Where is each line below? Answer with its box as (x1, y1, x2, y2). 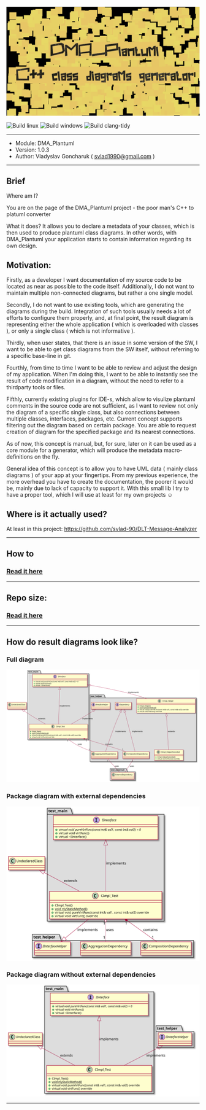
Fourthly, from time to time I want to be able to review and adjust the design (6, 364, 197, 371)
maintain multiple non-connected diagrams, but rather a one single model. (6, 289, 194, 297)
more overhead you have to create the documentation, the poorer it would (6, 478, 193, 486)
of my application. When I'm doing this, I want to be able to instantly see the (6, 371, 198, 378)
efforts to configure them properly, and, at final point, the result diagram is (6, 314, 194, 322)
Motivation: (6, 260, 51, 270)
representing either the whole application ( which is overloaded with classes (6, 320, 199, 328)
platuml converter (6, 211, 51, 218)
